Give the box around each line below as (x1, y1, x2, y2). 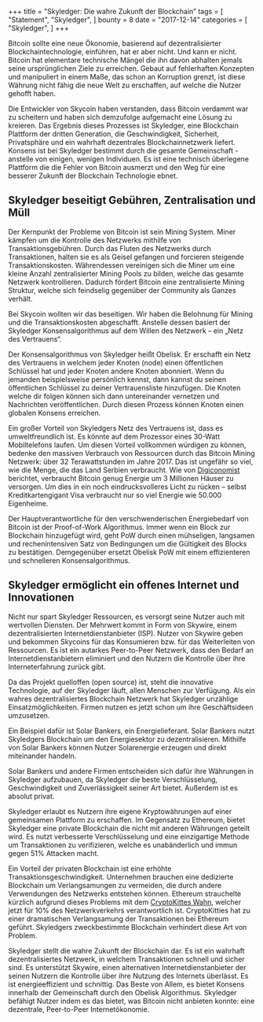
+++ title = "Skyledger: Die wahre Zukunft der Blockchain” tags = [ (8, 7, 224, 16)
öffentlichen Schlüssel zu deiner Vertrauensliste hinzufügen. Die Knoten (8, 383, 241, 392)
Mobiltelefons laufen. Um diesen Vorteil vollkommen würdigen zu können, (8, 440, 247, 450)
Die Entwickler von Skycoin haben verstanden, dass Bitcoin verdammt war (8, 104, 249, 113)
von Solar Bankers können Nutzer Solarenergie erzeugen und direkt (8, 742, 227, 752)
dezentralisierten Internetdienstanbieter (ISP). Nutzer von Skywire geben (8, 628, 243, 638)
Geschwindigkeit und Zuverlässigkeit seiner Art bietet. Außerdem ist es (8, 783, 238, 792)
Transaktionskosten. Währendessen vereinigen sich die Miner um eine (8, 260, 236, 270)
